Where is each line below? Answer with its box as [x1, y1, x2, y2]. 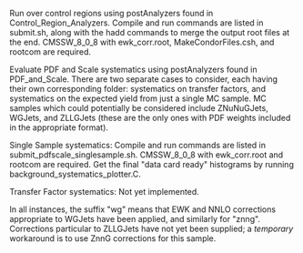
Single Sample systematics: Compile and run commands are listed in [9, 140, 267, 150]
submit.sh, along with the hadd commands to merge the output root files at [9, 27, 290, 37]
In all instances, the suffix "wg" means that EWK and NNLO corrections [9, 204, 276, 215]
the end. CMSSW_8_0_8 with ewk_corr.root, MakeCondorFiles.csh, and [9, 36, 275, 47]
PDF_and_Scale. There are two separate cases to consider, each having [9, 74, 278, 85]
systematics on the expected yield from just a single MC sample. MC [9, 93, 267, 104]
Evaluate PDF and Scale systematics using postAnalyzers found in [9, 64, 258, 75]
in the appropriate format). [9, 122, 109, 133]
